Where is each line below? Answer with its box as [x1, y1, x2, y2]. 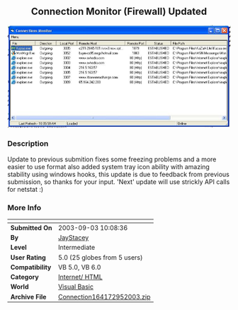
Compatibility [10, 263, 52, 271]
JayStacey [57, 234, 89, 242]
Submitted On [10, 223, 52, 232]
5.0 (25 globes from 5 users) [57, 253, 143, 261]
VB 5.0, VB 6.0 [57, 263, 101, 271]
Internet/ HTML [57, 272, 103, 282]
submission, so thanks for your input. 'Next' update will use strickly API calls [7, 177, 230, 186]
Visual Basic [57, 282, 94, 291]
